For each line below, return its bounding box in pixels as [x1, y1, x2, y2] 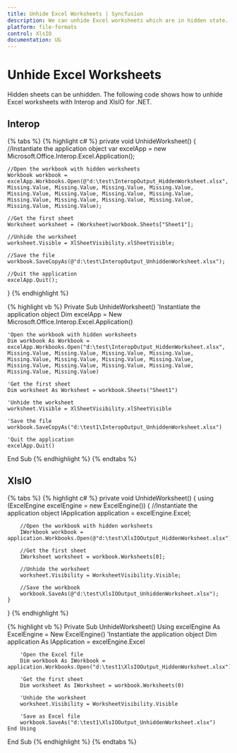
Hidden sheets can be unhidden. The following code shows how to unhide [7, 90, 224, 99]
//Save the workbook [20, 584, 80, 591]
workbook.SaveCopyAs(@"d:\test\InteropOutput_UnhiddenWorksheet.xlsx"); [7, 258, 226, 265]
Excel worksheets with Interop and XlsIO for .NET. [7, 98, 152, 106]
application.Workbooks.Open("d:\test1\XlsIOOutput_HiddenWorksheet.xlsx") [7, 663, 232, 671]
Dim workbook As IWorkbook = [20, 657, 106, 664]
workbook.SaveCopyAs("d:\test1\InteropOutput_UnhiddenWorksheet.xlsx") [7, 424, 222, 431]
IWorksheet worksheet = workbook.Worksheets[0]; [20, 553, 166, 561]
